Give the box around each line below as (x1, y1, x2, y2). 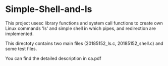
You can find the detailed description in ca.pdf (5, 55, 102, 61)
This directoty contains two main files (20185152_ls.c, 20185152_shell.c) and (5, 40, 163, 46)
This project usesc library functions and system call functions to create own (5, 20, 163, 26)
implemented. (5, 30, 34, 36)
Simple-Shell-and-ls (5, 3, 92, 15)
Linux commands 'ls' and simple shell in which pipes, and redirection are (5, 25, 156, 31)
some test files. (5, 45, 37, 51)
